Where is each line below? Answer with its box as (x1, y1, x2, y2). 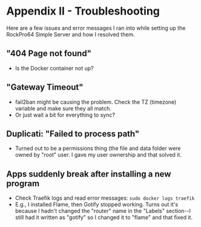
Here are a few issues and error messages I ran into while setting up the (6, 24, 186, 32)
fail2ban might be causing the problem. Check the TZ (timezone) (15, 98, 177, 106)
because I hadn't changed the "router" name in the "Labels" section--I (15, 208, 191, 215)
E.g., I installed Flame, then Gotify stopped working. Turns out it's (15, 201, 179, 208)
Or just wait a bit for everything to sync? (15, 111, 115, 118)
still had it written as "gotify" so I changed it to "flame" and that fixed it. (15, 214, 193, 221)
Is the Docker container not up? (15, 64, 94, 72)
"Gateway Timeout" (6, 82, 84, 92)
